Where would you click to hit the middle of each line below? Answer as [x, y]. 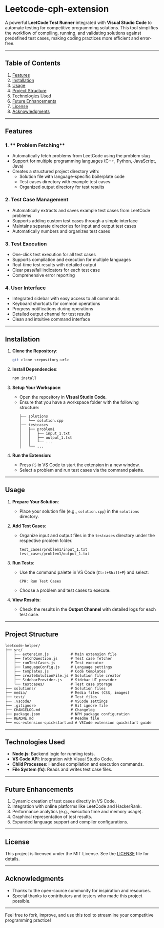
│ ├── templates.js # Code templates [55, 671]
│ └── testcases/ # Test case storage [59, 684]
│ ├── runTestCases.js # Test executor [54, 663]
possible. [21, 901]
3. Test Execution [26, 244]
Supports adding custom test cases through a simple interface [75, 220]
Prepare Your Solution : [36, 501]
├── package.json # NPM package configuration [68, 714]
